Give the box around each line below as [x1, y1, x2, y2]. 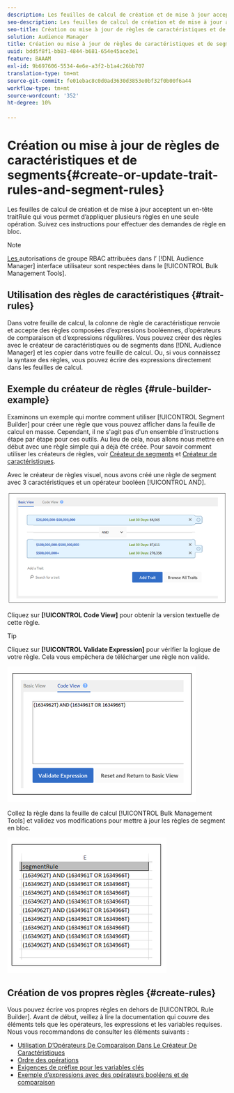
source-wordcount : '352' [7, 92, 79, 99]
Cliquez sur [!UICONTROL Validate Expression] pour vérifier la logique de [7, 645, 221, 654]
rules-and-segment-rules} [7, 182, 165, 198]
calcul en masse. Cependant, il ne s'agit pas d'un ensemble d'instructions [7, 427, 219, 435]
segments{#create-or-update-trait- [7, 167, 219, 183]
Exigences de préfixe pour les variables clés [17, 1063, 145, 1071]
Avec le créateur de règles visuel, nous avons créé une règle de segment [7, 470, 217, 479]
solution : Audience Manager [7, 33, 89, 40]
